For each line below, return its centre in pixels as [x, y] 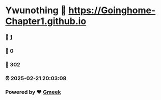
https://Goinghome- [112, 10]
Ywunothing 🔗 [36, 10]
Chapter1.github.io [46, 21]
